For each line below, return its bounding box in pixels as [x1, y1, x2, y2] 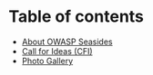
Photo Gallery [21, 55, 74, 66]
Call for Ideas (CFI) [21, 45, 93, 56]
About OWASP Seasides [21, 36, 113, 47]
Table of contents [8, 6, 145, 27]
